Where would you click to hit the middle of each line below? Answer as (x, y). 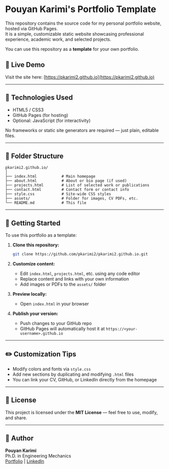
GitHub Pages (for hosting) (40, 115)
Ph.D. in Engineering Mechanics (38, 456)
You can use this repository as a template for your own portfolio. (72, 49)
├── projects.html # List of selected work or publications (77, 185)
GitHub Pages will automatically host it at (62, 329)
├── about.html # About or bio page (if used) (66, 181)
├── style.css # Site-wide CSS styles (58, 194)
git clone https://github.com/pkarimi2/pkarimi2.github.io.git (80, 254)
